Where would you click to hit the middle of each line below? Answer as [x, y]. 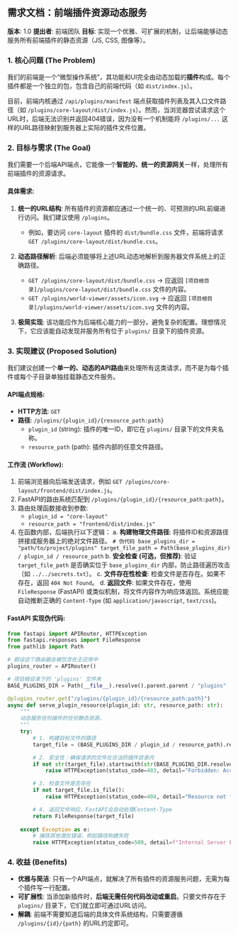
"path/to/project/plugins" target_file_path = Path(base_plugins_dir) [124, 548]
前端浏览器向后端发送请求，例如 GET [70, 482]
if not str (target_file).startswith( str [93, 764]
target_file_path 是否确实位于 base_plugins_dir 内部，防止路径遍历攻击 [124, 565]
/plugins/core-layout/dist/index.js [81, 111]
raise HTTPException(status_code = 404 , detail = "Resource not [136, 797]
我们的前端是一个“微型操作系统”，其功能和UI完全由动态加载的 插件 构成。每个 [119, 77]
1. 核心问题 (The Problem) [51, 60]
